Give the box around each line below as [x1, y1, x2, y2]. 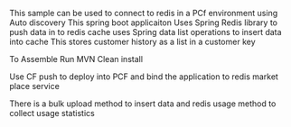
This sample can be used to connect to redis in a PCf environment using [9, 8, 278, 18]
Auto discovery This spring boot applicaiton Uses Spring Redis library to [9, 17, 278, 28]
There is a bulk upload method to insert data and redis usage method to [9, 98, 277, 109]
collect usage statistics [9, 108, 95, 118]
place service [9, 81, 61, 91]
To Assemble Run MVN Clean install [9, 54, 143, 64]
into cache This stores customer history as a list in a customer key [9, 36, 256, 47]
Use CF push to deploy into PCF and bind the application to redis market [9, 71, 278, 82]
